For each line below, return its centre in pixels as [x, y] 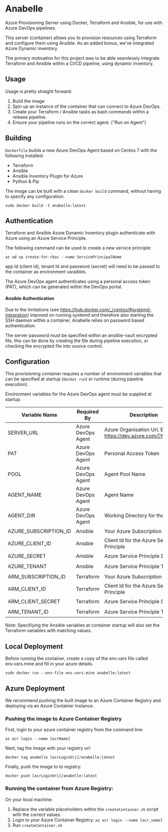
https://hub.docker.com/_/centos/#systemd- [105, 310]
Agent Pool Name [125, 474]
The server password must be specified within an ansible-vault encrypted [81, 335]
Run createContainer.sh [37, 825]
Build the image [28, 101]
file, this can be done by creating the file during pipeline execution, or [77, 340]
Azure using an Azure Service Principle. [46, 238]
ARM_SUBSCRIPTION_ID [37, 577]
